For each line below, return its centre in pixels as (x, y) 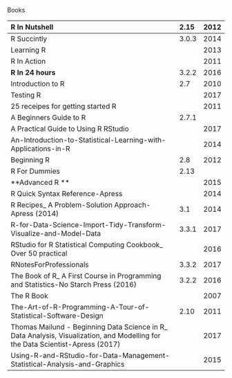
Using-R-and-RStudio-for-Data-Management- (90, 355)
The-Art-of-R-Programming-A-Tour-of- (80, 307)
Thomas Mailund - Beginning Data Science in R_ (89, 327)
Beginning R (30, 160)
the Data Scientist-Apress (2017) (66, 344)
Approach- (133, 205)
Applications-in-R (40, 148)
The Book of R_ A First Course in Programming (86, 276)
